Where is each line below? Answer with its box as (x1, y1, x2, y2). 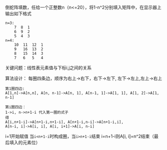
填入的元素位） (9, 140, 40, 146)
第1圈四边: (5, 86, 25, 91)
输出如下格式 (5, 10, 31, 16)
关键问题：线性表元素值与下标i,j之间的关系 (5, 65, 92, 71)
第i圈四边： (5, 105, 26, 110)
